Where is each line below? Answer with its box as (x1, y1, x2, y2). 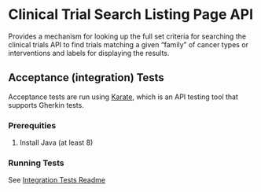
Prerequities (8, 120, 57, 131)
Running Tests (8, 157, 64, 168)
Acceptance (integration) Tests (8, 71, 165, 84)
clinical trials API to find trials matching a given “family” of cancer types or (8, 39, 249, 49)
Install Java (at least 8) (19, 138, 94, 147)
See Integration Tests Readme (8, 175, 106, 185)
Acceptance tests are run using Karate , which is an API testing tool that (8, 92, 238, 102)
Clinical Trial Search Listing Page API (8, 6, 254, 24)
